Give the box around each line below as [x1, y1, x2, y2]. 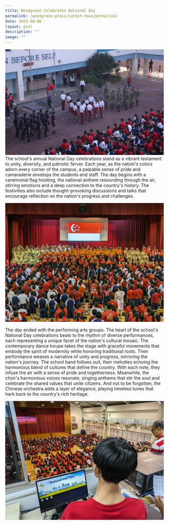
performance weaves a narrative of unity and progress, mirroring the [5, 354, 148, 360]
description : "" [5, 29, 39, 35]
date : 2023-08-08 [5, 19, 42, 24]
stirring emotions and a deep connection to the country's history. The [5, 182, 149, 188]
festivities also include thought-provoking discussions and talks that [5, 188, 146, 194]
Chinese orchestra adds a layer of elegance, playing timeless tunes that [5, 385, 154, 392]
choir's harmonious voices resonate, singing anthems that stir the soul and [5, 375, 160, 381]
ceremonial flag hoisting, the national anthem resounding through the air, [5, 177, 156, 183]
